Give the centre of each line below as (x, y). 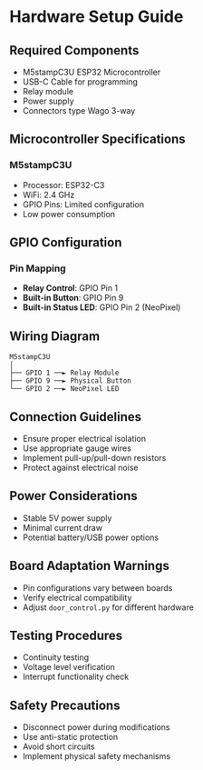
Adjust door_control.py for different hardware (108, 607)
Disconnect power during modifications (96, 727)
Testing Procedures (66, 636)
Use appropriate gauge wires (77, 448)
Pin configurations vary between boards (97, 587)
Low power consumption (69, 214)
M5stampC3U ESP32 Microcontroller (92, 72)
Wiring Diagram (55, 336)
